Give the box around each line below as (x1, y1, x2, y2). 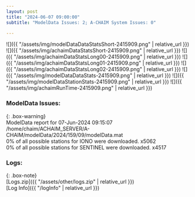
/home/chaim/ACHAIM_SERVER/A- (6, 125, 90, 132)
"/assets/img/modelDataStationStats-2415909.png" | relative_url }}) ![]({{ (6, 78, 182, 85)
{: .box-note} (6, 172, 37, 179)
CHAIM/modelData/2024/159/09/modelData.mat (6, 131, 123, 138)
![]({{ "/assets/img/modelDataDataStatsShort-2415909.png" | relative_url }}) (6, 41, 190, 48)
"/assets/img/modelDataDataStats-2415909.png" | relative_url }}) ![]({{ (14, 72, 184, 79)
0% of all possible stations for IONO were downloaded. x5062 (6, 138, 156, 145)
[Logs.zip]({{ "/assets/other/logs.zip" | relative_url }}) (6, 178, 135, 185)
